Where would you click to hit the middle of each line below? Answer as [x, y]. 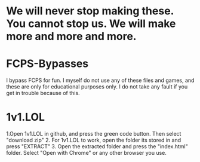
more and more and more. [71, 36]
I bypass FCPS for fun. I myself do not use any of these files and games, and [100, 80]
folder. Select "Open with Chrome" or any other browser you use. [87, 153]
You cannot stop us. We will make [91, 24]
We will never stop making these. [90, 11]
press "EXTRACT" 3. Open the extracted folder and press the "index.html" [97, 146]
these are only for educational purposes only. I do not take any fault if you [97, 87]
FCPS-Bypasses [47, 64]
